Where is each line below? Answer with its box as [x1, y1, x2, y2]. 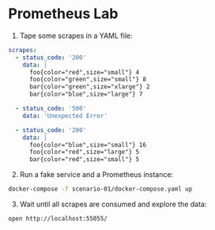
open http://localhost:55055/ [8, 215, 108, 223]
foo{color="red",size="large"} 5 [28, 148, 140, 156]
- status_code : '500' [15, 104, 87, 113]
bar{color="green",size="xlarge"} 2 [28, 83, 150, 91]
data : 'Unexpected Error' [22, 111, 108, 119]
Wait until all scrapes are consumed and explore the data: [19, 199, 207, 209]
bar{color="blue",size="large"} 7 [28, 90, 144, 99]
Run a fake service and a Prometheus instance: [19, 170, 174, 179]
